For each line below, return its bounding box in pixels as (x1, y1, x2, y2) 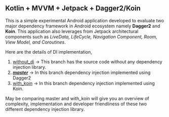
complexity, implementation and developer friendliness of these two (5, 101, 147, 107)
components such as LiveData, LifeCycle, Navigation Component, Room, (5, 33, 158, 40)
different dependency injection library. (5, 106, 85, 112)
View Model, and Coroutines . (5, 39, 66, 45)
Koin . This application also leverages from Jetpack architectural (5, 28, 139, 34)
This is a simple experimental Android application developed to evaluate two (5, 17, 164, 23)
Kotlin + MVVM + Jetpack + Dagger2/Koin (5, 4, 141, 13)
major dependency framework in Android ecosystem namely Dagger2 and (5, 23, 160, 29)
